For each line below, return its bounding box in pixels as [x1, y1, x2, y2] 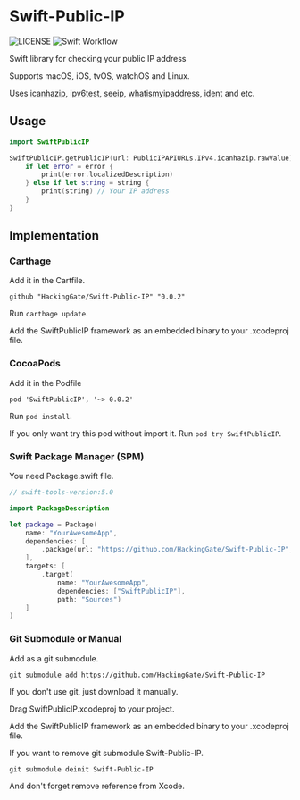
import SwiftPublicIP [9, 137, 90, 147]
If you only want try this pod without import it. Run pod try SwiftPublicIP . [9, 427, 282, 439]
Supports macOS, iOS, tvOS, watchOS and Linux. [9, 70, 190, 81]
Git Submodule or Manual [9, 633, 122, 645]
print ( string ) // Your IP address [41, 187, 170, 196]
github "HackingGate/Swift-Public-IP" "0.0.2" [9, 292, 186, 301]
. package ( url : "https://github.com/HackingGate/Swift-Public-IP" [41, 545, 290, 554]
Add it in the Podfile [9, 377, 82, 388]
